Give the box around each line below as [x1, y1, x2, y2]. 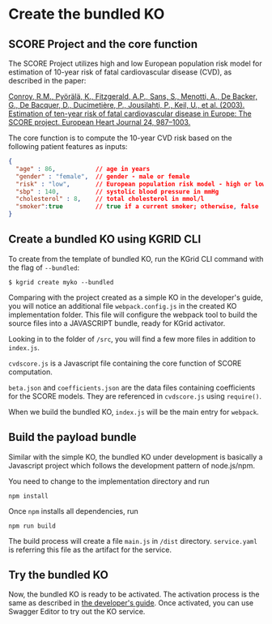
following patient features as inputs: [8, 142, 128, 151]
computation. [8, 366, 53, 377]
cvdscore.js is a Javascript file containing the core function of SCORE [8, 358, 242, 368]
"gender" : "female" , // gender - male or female [15, 172, 190, 181]
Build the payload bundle [8, 430, 137, 444]
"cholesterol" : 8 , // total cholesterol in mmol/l [15, 195, 205, 203]
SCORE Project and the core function [8, 37, 198, 51]
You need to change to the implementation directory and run [8, 476, 210, 486]
